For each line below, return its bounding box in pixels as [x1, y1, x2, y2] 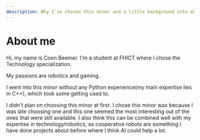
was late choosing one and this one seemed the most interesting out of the [6, 108, 190, 115]
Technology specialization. [6, 60, 72, 67]
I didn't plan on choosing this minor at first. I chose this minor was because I [6, 101, 193, 108]
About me [6, 34, 56, 48]
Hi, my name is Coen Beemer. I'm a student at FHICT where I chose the [6, 54, 180, 61]
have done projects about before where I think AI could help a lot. [6, 126, 167, 134]
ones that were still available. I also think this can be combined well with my [6, 114, 192, 121]
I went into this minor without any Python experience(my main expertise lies [6, 83, 192, 91]
